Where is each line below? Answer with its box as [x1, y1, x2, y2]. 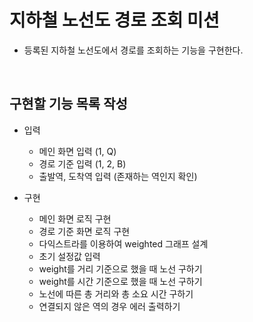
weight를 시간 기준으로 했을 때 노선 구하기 [38, 275, 203, 287]
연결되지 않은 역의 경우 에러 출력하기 [38, 300, 181, 312]
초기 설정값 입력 [38, 250, 101, 262]
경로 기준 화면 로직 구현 [38, 225, 131, 237]
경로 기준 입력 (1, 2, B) [38, 157, 127, 170]
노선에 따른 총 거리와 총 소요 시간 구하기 [38, 287, 194, 300]
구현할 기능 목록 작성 [9, 96, 128, 113]
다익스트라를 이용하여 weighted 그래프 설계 [38, 237, 209, 250]
